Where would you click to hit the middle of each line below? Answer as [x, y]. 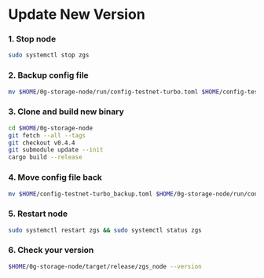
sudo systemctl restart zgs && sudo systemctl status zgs [105, 230]
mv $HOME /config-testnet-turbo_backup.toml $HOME [91, 194]
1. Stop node [32, 39]
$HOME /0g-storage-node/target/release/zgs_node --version [105, 266]
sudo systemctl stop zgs [49, 55]
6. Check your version [51, 251]
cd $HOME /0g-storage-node [50, 128]
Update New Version [77, 15]
